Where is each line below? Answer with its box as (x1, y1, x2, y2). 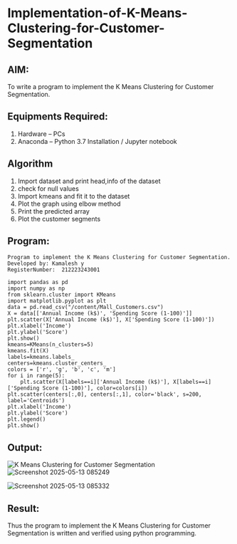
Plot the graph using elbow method (17, 199, 121, 208)
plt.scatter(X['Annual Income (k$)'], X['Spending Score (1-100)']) (7, 316, 215, 323)
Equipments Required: (7, 110, 108, 122)
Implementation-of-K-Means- (7, 5, 188, 21)
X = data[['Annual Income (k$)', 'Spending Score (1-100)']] (7, 310, 193, 318)
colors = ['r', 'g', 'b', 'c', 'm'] (7, 366, 116, 373)
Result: (7, 502, 40, 514)
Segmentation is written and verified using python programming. (7, 529, 197, 538)
